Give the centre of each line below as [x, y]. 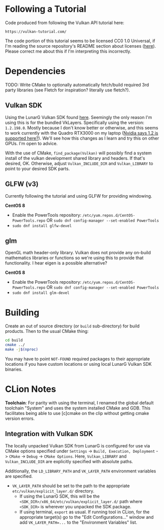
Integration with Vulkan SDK [49, 434]
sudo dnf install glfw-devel [42, 226]
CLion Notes [31, 389]
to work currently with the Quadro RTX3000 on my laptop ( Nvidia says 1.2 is [82, 133]
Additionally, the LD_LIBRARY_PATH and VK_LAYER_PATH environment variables [81, 471]
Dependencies [35, 71]
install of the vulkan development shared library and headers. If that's [75, 158]
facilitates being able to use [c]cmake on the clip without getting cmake [77, 413]
